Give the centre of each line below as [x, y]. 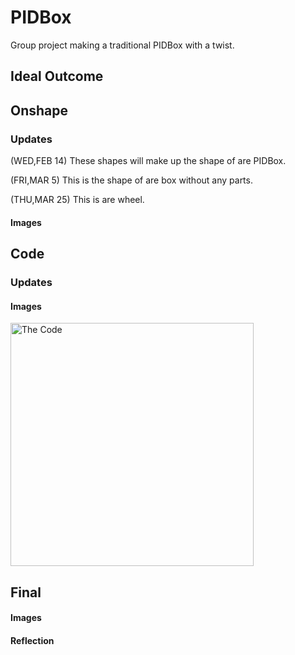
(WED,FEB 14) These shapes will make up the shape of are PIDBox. [148, 161]
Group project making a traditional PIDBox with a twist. [122, 45]
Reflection [32, 640]
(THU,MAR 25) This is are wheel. [77, 200]
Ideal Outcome [57, 76]
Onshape [39, 110]
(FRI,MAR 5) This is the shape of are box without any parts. [131, 180]
